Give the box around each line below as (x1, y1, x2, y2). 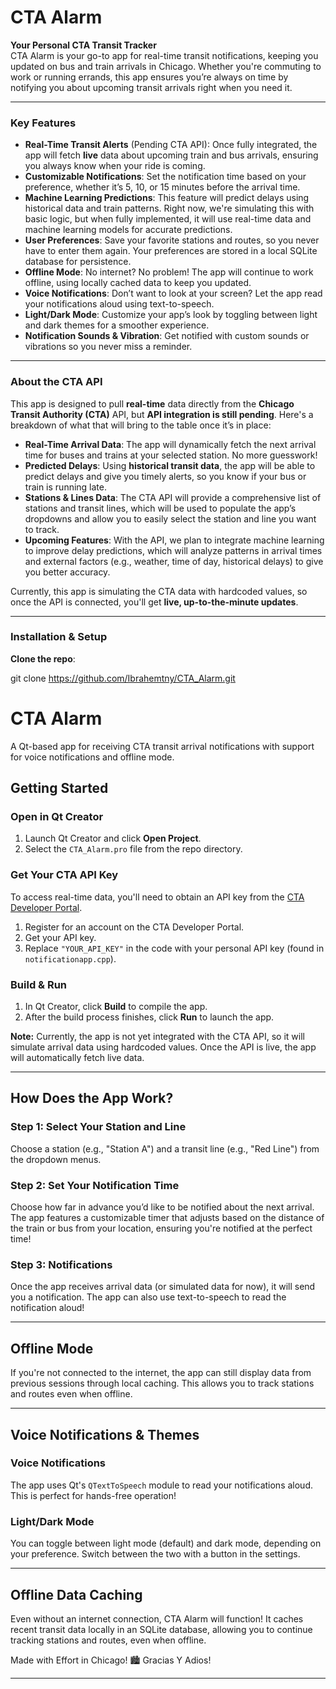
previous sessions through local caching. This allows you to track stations (10, 1377, 315, 1390)
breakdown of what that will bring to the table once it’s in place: (10, 419, 272, 431)
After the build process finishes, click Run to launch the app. (24, 1011, 275, 1023)
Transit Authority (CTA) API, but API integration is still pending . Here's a (10, 408, 314, 420)
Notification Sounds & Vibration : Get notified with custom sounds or (24, 330, 310, 342)
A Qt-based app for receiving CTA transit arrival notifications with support (10, 740, 315, 752)
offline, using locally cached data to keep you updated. (24, 277, 252, 289)
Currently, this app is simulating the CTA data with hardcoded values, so (10, 585, 308, 597)
